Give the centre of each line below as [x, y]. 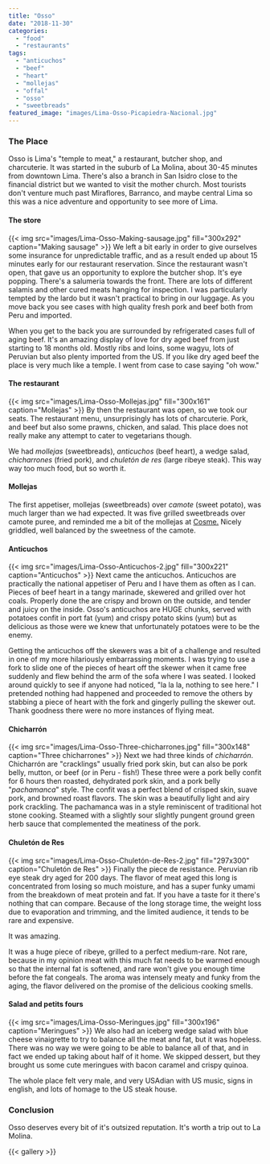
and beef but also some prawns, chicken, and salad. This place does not [128, 427]
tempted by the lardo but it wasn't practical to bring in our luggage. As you [131, 298]
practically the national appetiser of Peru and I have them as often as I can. [132, 584]
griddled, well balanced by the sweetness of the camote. [102, 530]
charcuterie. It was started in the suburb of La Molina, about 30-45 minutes [133, 168]
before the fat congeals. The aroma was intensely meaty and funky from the [135, 977]
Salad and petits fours [46, 1005]
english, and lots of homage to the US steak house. [93, 1089]
